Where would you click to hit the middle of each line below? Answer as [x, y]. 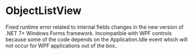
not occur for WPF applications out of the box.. [62, 46]
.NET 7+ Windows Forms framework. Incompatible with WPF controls [89, 33]
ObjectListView [44, 11]
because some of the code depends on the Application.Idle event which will [96, 39]
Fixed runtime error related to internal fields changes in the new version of [95, 27]
